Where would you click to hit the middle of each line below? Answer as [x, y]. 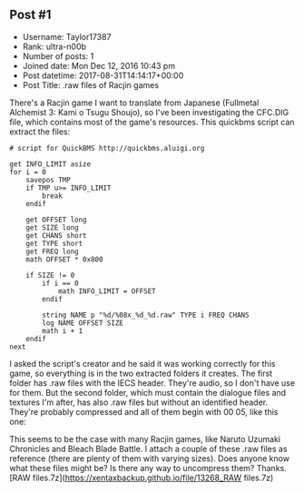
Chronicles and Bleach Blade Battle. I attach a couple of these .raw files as [148, 448]
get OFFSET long [57, 220]
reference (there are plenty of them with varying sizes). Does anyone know [150, 458]
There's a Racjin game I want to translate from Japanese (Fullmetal [134, 103]
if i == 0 [60, 283]
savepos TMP [48, 180]
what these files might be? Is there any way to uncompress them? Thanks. [148, 467]
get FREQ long [52, 251]
